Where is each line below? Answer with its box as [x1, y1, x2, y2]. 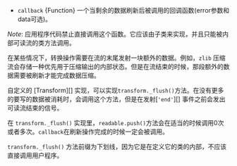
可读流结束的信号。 [7, 104, 63, 112]
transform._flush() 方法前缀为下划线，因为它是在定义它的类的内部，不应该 [7, 143, 227, 151]
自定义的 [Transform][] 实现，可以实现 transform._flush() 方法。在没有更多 [7, 87, 224, 94]
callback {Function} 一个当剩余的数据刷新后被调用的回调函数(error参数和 [17, 6, 230, 14]
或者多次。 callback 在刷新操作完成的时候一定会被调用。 [7, 127, 169, 136]
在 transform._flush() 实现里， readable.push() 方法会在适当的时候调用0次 [7, 119, 224, 127]
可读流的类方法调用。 [13, 39, 75, 47]
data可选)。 [17, 15, 51, 23]
